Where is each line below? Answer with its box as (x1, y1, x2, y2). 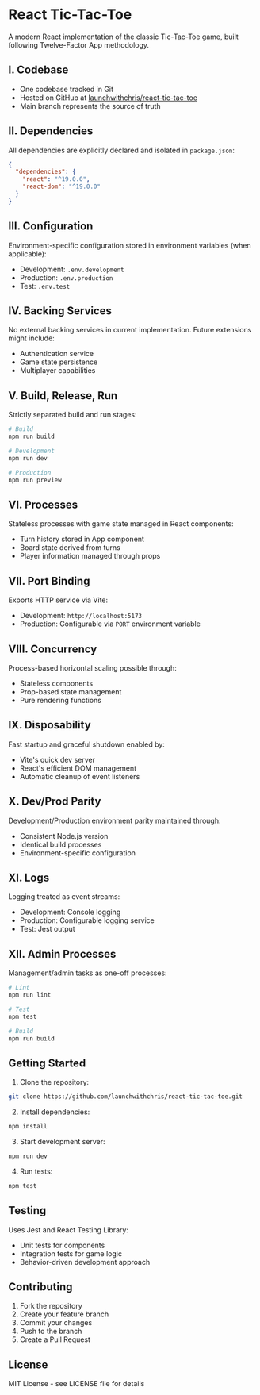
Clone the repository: (19, 1078, 90, 1087)
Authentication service (19, 349, 94, 359)
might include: (8, 333, 55, 343)
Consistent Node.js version (19, 831, 109, 840)
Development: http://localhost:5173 (19, 611, 143, 621)
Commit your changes (19, 1318, 93, 1328)
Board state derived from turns (19, 543, 120, 552)
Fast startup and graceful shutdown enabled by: (8, 740, 165, 749)
